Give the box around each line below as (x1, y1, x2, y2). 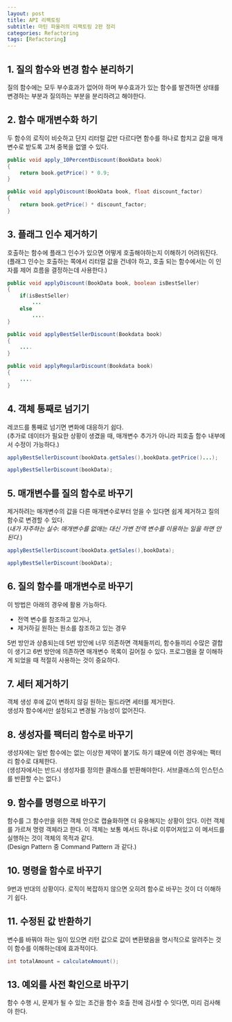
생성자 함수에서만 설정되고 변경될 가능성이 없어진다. (7, 706, 146, 715)
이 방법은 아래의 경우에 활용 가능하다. (7, 600, 107, 608)
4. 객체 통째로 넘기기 (7, 403, 90, 415)
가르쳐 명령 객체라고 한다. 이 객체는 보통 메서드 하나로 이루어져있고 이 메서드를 (14, 826, 225, 834)
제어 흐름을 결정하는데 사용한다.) (19, 265, 107, 274)
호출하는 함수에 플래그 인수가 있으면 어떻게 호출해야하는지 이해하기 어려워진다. (7, 248, 218, 257)
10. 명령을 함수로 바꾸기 (7, 865, 102, 877)
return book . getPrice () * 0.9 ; (19, 169, 110, 176)
